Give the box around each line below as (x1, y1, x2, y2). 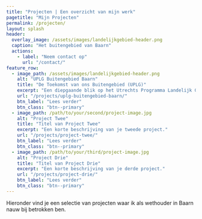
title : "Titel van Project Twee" (17, 121, 101, 127)
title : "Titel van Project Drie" (17, 160, 101, 167)
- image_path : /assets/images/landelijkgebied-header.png (11, 71, 161, 77)
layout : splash (6, 25, 44, 32)
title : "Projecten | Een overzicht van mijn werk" (6, 8, 136, 15)
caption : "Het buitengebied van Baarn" (11, 43, 112, 49)
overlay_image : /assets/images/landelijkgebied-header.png (11, 37, 163, 43)
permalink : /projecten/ (6, 20, 66, 26)
